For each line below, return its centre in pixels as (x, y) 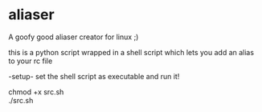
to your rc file (31, 61)
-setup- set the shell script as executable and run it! (94, 76)
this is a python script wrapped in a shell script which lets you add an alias (131, 52)
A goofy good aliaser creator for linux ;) (74, 37)
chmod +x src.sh (36, 92)
